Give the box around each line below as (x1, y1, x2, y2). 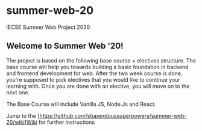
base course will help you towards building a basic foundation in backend (6, 63, 189, 70)
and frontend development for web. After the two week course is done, (6, 70, 183, 77)
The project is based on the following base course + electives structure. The (6, 56, 196, 64)
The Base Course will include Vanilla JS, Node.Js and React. (6, 100, 156, 108)
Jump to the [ (6, 112, 40, 119)
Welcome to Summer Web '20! (6, 41, 124, 51)
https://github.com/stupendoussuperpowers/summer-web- (39, 112, 187, 119)
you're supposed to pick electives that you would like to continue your (6, 76, 181, 83)
